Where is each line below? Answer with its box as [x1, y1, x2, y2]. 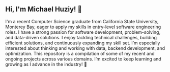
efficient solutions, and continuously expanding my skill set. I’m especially [5, 40, 160, 46]
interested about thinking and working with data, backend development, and [5, 45, 165, 51]
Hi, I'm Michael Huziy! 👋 [5, 5, 82, 14]
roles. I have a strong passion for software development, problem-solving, [5, 29, 161, 35]
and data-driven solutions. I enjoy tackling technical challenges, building [5, 34, 157, 40]
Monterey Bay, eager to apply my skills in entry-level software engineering [5, 24, 161, 30]
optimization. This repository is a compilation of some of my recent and [5, 50, 155, 56]
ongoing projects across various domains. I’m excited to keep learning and [5, 56, 161, 62]
